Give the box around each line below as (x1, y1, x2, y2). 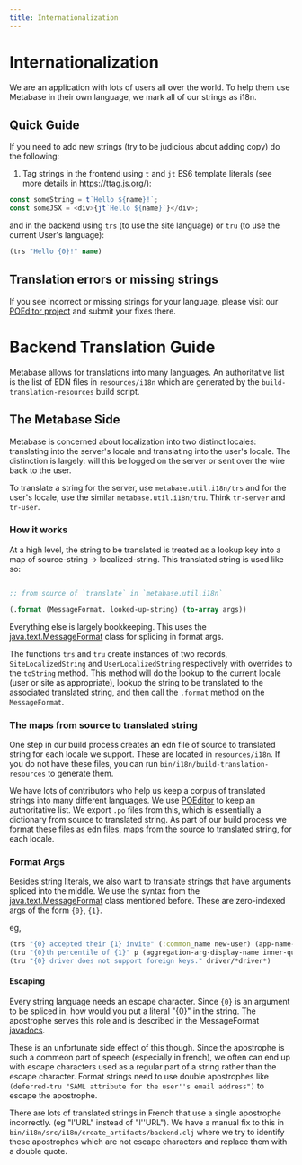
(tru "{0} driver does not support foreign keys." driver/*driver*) (9, 956, 271, 965)
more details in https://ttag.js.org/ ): (22, 177, 152, 189)
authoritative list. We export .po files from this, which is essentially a (9, 804, 262, 815)
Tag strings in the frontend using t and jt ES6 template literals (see (22, 168, 272, 179)
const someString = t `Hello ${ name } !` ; (9, 196, 159, 205)
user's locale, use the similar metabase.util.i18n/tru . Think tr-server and (9, 492, 286, 503)
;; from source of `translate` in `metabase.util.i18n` (9, 588, 223, 597)
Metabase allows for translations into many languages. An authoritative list (9, 367, 285, 378)
